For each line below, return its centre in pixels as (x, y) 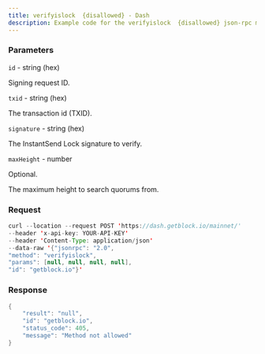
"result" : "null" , (52, 314)
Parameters (31, 50)
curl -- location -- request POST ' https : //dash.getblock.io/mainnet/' (125, 226)
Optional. (23, 174)
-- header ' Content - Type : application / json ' (81, 241)
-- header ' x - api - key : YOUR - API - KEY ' (68, 233)
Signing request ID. (39, 83)
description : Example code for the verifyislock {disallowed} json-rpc (130, 23)
